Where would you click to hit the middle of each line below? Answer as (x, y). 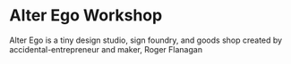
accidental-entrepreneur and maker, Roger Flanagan (106, 49)
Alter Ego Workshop (86, 16)
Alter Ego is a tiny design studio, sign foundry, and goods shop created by (146, 40)
